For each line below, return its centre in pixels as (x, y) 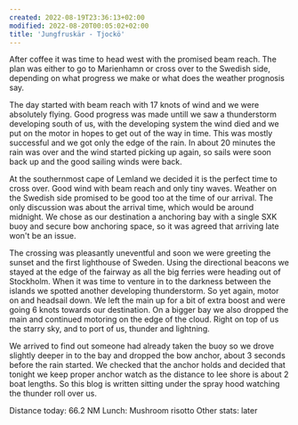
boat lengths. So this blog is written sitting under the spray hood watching (145, 384)
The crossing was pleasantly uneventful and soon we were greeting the (140, 253)
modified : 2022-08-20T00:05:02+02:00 (79, 26)
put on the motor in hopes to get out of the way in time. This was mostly (141, 134)
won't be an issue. (43, 236)
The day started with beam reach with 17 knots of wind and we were (134, 105)
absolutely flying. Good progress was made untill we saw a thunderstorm (143, 114)
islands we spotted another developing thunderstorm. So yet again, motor (144, 291)
